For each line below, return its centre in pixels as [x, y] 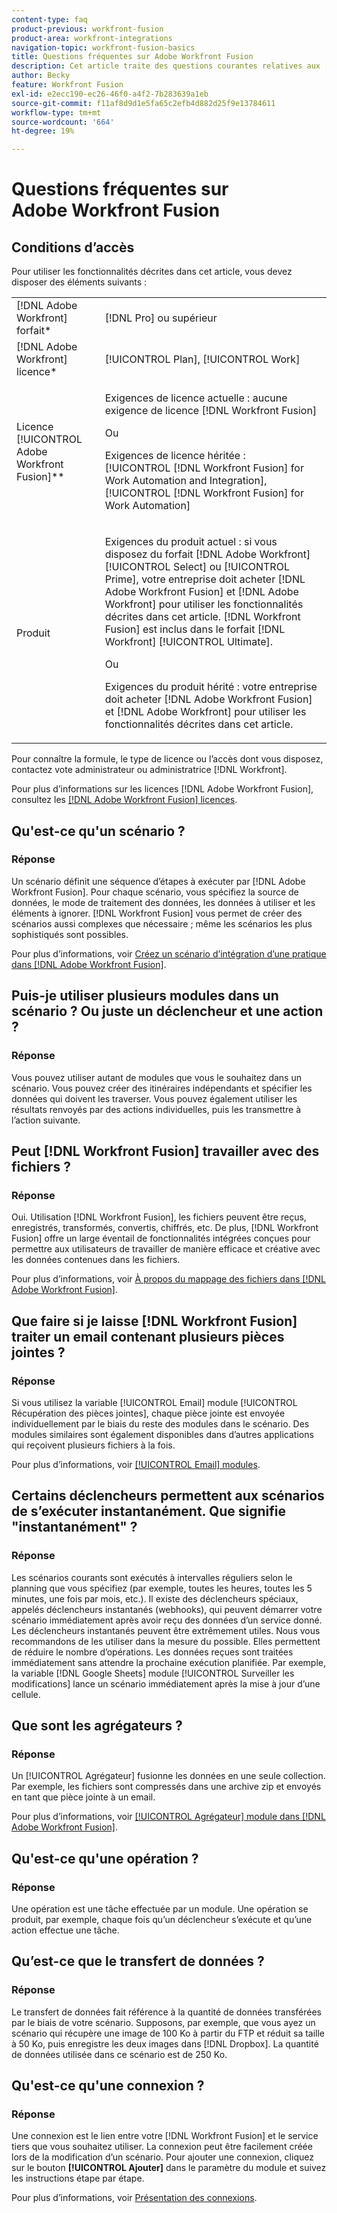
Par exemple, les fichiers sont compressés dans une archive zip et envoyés [166, 1787]
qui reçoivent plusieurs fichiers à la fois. [93, 1445]
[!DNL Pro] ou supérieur [161, 318]
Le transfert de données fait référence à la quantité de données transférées [166, 2012]
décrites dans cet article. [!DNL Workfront [202, 617]
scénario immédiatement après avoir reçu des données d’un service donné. [167, 1620]
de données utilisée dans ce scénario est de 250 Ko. [119, 2054]
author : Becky [41, 76]
